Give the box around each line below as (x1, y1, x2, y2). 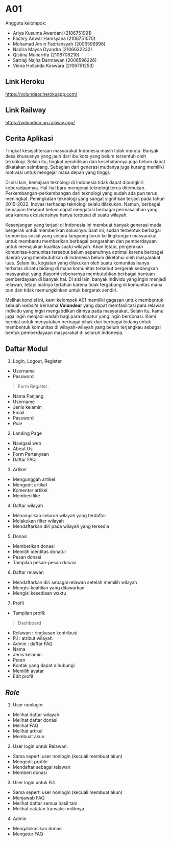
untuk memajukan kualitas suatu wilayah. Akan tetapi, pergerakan (5, 243, 143, 250)
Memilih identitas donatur (12, 548, 66, 555)
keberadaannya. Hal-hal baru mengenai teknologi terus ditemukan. (5, 185, 146, 191)
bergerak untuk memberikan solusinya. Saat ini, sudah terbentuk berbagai (5, 227, 161, 233)
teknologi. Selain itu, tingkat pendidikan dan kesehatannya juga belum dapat (5, 159, 166, 165)
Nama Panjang (12, 393, 44, 400)
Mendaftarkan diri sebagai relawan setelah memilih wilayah (12, 579, 137, 586)
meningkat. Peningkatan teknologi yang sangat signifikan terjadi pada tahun (5, 195, 165, 202)
